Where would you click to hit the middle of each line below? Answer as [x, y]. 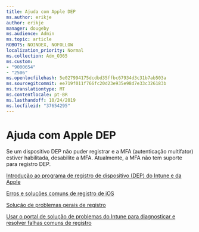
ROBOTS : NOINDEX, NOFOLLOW [40, 45]
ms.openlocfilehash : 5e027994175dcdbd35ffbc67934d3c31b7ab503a [86, 78]
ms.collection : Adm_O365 [37, 56]
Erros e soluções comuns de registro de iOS [60, 193]
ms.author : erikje [29, 17]
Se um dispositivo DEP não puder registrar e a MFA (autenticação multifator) [100, 152]
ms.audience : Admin [30, 34]
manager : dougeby [28, 28]
